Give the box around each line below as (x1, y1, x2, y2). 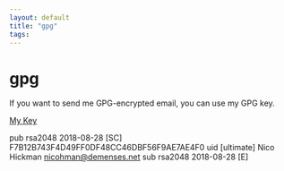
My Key (9, 115, 38, 126)
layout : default (9, 13, 70, 22)
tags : (9, 30, 30, 38)
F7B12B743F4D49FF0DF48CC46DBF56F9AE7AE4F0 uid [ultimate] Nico (9, 142, 275, 153)
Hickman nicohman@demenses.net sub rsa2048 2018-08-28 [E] (9, 151, 249, 162)
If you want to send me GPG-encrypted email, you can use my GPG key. (9, 98, 275, 108)
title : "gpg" (9, 21, 58, 30)
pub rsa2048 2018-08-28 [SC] (9, 133, 123, 143)
